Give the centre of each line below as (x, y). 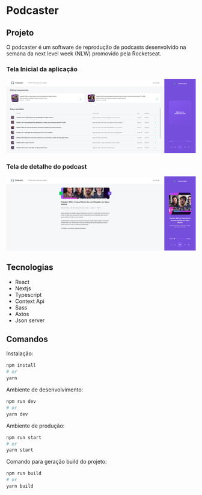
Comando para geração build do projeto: (57, 462)
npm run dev (21, 402)
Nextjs (23, 288)
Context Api (30, 301)
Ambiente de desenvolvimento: (45, 390)
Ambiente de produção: (35, 426)
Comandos (27, 339)
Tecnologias (30, 268)
